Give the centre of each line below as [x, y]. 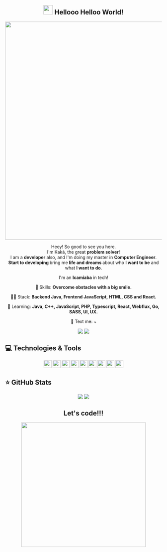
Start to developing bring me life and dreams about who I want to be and [83, 263]
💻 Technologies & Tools [43, 348]
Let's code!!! [83, 413]
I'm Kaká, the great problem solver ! [83, 252]
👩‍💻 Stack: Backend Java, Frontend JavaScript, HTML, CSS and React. [83, 296]
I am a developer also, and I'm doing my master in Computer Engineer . [83, 257]
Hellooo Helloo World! [89, 12]
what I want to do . [83, 268]
